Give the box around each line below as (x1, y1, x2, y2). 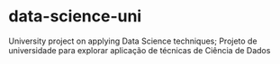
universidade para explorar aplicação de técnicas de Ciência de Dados (8, 44, 271, 55)
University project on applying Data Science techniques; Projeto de (8, 36, 257, 46)
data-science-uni (8, 6, 142, 27)
